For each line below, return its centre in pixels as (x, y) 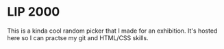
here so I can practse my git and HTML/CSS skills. (78, 37)
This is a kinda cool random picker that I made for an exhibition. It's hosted (112, 31)
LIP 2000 (34, 12)
